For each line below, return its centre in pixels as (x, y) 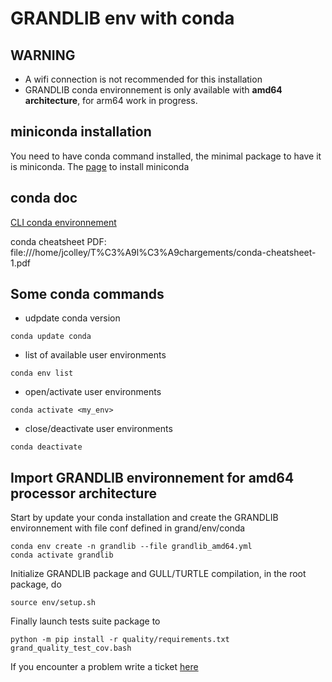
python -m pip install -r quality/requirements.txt (120, 640)
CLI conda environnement (63, 222)
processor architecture (83, 493)
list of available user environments (95, 355)
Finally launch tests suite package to (85, 621)
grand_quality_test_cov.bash (71, 648)
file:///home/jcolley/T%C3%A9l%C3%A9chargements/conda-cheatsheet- (163, 252)
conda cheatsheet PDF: (58, 241)
